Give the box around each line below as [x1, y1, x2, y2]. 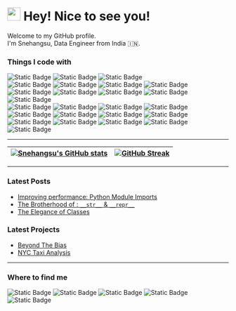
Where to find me [7, 272, 68, 282]
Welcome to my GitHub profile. [7, 32, 96, 40]
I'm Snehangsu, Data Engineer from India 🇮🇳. [7, 39, 140, 47]
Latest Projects [7, 225, 60, 234]
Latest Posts [7, 176, 51, 186]
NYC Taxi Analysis [17, 248, 71, 256]
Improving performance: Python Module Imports [17, 192, 158, 201]
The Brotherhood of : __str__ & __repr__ [17, 200, 135, 209]
